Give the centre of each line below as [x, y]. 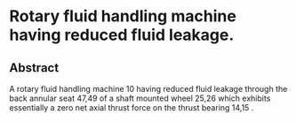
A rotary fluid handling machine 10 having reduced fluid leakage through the [148, 89]
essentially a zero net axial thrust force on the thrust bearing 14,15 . [132, 107]
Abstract [34, 68]
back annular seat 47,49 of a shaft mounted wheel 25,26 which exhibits [140, 98]
